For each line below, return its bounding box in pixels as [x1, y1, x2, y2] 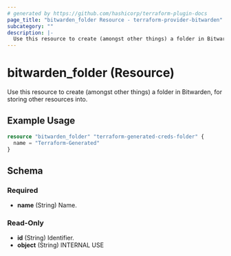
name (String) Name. [16, 201, 77, 209]
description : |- [7, 29, 54, 36]
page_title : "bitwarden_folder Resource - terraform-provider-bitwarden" [7, 16, 223, 23]
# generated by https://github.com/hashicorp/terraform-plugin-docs [7, 10, 208, 17]
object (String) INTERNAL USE [16, 241, 104, 249]
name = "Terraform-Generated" [13, 139, 100, 146]
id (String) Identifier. [16, 234, 74, 242]
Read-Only [7, 218, 45, 228]
